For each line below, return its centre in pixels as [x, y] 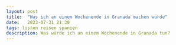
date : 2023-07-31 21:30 [38, 22]
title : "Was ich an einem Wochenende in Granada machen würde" [87, 17]
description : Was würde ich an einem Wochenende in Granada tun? [88, 33]
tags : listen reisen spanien [42, 28]
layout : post [22, 11]
